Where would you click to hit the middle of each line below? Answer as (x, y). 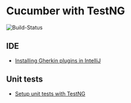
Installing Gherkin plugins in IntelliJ (58, 60)
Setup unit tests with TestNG (50, 93)
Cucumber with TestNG (66, 11)
